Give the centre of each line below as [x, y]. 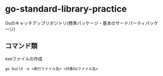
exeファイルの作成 [24, 58]
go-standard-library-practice [66, 9]
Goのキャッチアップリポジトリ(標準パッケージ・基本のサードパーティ [75, 23]
